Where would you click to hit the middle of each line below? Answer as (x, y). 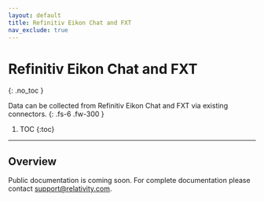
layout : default (35, 15)
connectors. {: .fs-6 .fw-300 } (56, 114)
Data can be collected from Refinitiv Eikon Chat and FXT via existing (118, 106)
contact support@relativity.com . (60, 188)
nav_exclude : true (38, 30)
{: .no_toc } (26, 90)
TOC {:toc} (37, 130)
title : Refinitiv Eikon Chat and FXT (70, 23)
